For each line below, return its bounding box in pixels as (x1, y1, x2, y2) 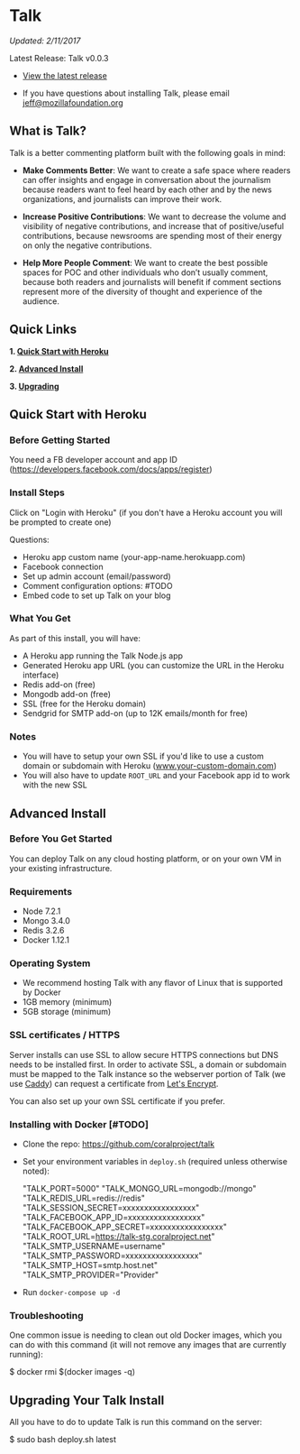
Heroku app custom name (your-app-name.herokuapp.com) (22, 551, 246, 562)
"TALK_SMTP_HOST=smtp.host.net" (22, 1260, 158, 1271)
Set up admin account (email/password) (22, 570, 171, 582)
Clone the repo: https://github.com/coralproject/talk (22, 1138, 214, 1150)
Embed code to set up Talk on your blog (22, 590, 171, 601)
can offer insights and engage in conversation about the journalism (22, 174, 272, 185)
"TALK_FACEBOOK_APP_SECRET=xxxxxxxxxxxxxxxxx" (22, 1221, 227, 1232)
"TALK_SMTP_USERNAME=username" (22, 1241, 166, 1252)
